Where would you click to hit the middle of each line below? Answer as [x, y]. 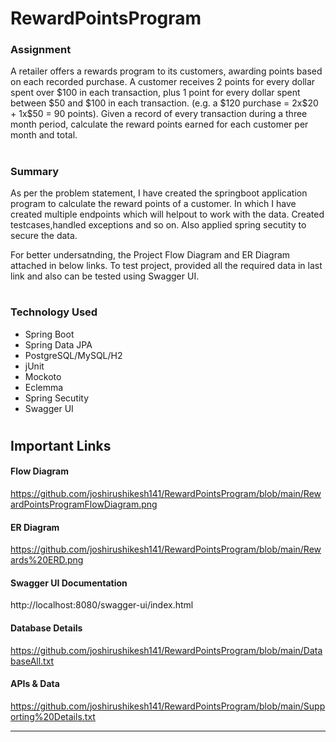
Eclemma [44, 387]
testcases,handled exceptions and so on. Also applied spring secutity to [158, 225]
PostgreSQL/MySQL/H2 [73, 355]
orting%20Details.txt [53, 716]
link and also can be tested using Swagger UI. [105, 276]
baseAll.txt [32, 661]
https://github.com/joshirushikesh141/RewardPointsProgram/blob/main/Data [166, 650]
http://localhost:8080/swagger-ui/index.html [102, 605]
